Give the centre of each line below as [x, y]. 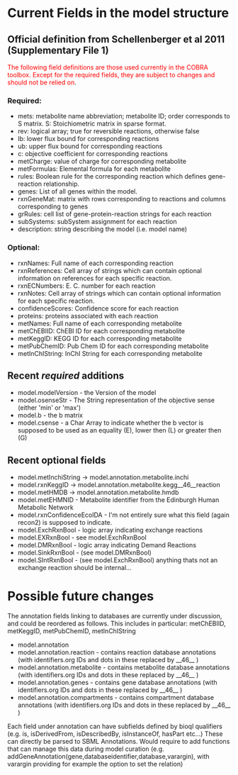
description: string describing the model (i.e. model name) [102, 229]
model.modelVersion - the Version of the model [87, 393]
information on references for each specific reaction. [95, 278]
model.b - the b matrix [50, 416]
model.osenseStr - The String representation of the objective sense [116, 400]
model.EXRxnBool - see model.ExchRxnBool [82, 537]
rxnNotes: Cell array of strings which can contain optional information [119, 293]
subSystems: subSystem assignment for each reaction [97, 222]
